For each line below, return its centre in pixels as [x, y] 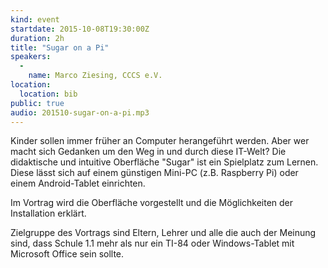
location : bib [48, 94]
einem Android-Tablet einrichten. [78, 183]
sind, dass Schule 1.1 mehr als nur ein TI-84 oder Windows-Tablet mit [152, 243]
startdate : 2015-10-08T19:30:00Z [80, 29]
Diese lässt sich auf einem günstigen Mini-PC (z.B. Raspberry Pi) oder [154, 173]
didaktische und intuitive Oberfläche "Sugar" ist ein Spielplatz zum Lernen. [164, 162]
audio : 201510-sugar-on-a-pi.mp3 [80, 112]
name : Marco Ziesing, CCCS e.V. [95, 76]
